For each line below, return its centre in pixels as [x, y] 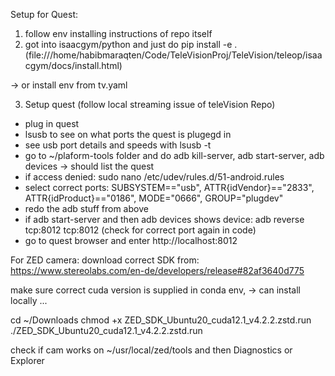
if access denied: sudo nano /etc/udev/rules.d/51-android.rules [154, 177]
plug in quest [52, 123]
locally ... [29, 300]
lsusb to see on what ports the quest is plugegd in [128, 134]
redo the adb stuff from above [86, 208]
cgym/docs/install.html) [73, 65]
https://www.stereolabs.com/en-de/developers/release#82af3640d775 [157, 270]
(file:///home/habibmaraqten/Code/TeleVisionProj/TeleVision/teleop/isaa [173, 55]
